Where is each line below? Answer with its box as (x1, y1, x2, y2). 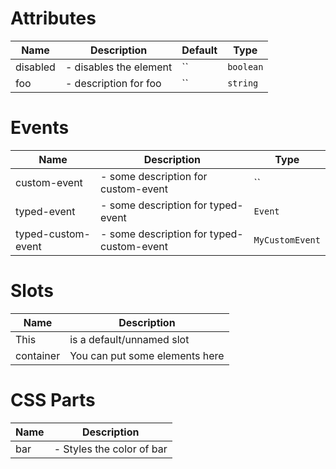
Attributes (10, 7, 97, 30)
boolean (227, 61, 264, 72)
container (15, 348, 61, 362)
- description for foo (64, 76, 162, 90)
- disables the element (64, 60, 173, 74)
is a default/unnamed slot (69, 332, 190, 346)
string (227, 77, 259, 89)
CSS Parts (10, 389, 96, 411)
